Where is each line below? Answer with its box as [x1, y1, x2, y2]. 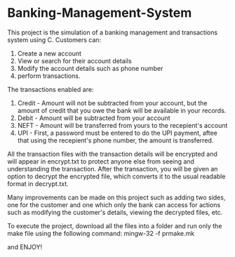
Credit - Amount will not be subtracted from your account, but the [17, 98, 208, 107]
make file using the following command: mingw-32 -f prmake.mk [7, 229, 195, 237]
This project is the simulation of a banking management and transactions [7, 28, 218, 37]
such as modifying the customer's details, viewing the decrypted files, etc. [7, 208, 223, 216]
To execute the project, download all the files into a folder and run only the [7, 221, 222, 230]
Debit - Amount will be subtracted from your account [17, 114, 170, 122]
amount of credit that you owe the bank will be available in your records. [17, 106, 227, 114]
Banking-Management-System [7, 5, 192, 21]
